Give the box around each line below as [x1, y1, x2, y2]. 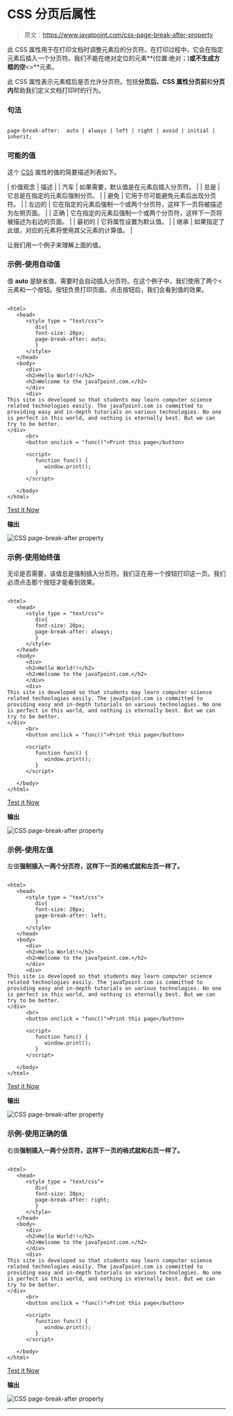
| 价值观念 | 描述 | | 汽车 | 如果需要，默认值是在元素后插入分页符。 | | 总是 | [7, 182, 221, 191]
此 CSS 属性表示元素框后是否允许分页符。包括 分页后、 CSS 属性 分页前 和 [7, 77, 214, 85]
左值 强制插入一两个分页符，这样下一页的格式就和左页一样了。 [7, 862, 184, 870]
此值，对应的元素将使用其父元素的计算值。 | [7, 226, 133, 234]
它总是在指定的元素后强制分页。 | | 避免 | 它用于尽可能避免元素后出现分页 [7, 191, 216, 200]
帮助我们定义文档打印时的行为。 [13, 86, 105, 94]
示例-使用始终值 [7, 552, 61, 562]
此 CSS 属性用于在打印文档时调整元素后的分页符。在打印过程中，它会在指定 [7, 45, 224, 53]
